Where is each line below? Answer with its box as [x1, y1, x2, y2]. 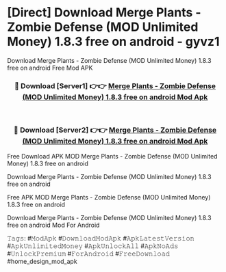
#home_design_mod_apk [7, 257, 77, 265]
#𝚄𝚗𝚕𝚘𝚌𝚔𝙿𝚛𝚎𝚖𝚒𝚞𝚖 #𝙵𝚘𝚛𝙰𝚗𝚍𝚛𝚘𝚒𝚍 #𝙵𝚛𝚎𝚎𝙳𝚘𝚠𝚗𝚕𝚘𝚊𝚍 [7, 249, 170, 258]
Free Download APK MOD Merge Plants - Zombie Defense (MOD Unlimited [7, 152, 218, 160]
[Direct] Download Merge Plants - [7, 5, 201, 21]
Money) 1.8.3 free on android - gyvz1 [7, 34, 220, 49]
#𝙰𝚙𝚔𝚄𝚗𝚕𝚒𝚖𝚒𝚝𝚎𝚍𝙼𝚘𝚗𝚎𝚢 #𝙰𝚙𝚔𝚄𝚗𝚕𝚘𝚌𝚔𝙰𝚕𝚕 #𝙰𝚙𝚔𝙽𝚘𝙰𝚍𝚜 [7, 241, 179, 250]
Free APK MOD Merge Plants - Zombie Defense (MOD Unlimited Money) [7, 193, 211, 201]
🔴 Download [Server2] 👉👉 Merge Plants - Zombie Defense [13, 125, 217, 135]
